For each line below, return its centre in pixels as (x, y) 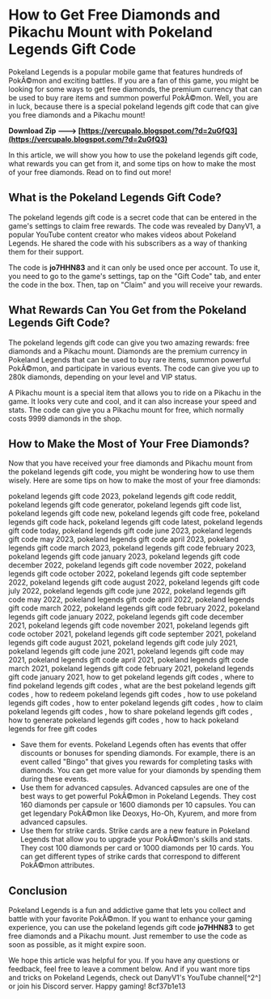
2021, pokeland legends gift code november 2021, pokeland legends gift (129, 625)
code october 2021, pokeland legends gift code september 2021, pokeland (133, 634)
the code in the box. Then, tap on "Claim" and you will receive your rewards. (135, 285)
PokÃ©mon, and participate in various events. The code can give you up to (133, 368)
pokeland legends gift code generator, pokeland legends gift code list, (125, 505)
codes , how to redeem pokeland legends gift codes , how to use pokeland (133, 694)
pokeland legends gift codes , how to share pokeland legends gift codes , (131, 712)
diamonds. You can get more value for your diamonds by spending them (140, 770)
